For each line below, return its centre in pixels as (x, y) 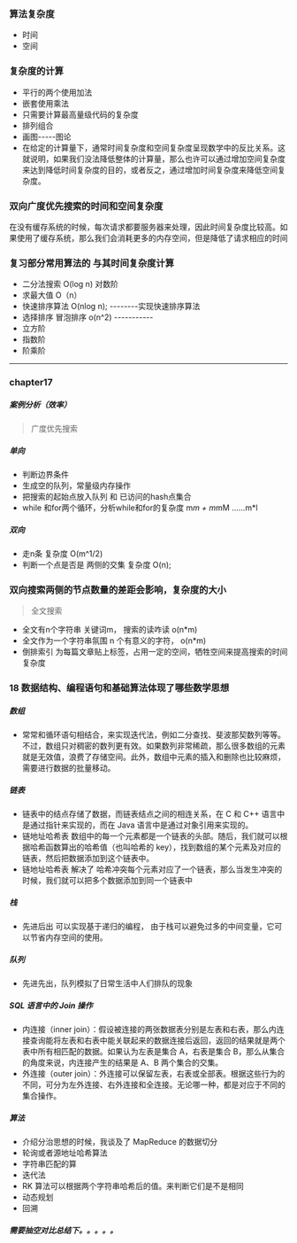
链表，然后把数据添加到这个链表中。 (88, 858)
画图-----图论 (46, 136)
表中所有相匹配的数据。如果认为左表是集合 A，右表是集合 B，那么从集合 (153, 1052)
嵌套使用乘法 (45, 103)
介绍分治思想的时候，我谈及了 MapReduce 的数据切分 (120, 1142)
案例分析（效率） (40, 404)
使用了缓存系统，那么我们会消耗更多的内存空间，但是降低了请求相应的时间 (152, 237)
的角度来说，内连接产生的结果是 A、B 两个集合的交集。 (122, 1063)
